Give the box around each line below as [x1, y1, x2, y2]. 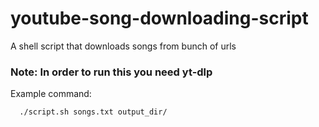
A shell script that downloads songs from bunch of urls [10, 40, 237, 52]
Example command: [10, 88, 92, 100]
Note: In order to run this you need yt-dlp [10, 65, 213, 79]
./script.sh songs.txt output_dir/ [19, 107, 168, 117]
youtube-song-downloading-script [10, 7, 309, 30]
